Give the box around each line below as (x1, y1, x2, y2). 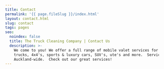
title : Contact (5, 7, 36, 12)
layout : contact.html (5, 16, 49, 21)
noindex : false (9, 34, 41, 39)
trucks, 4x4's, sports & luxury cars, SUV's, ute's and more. (14, 52, 143, 57)
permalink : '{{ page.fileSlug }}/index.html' (5, 12, 99, 17)
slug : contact (5, 20, 34, 26)
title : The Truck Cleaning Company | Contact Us (9, 39, 110, 44)
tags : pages (5, 25, 29, 30)
